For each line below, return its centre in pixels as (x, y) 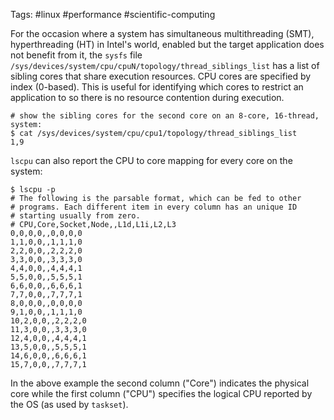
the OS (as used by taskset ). (69, 404)
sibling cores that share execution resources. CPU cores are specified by (161, 76)
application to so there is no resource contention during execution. (147, 97)
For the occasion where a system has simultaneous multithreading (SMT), (162, 33)
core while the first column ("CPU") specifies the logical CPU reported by (161, 393)
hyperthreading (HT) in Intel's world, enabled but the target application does (167, 44)
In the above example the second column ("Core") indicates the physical (160, 383)
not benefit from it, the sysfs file (76, 55)
